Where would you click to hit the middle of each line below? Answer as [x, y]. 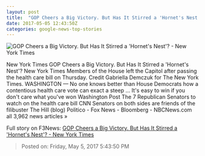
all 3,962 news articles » [37, 116]
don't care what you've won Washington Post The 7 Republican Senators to [101, 97]
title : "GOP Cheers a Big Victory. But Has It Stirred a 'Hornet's [95, 18]
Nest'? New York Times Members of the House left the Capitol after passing [102, 71]
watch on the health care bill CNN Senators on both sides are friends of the [101, 104]
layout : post [23, 12]
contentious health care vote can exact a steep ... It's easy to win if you [96, 90]
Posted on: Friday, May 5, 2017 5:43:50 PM [75, 146]
